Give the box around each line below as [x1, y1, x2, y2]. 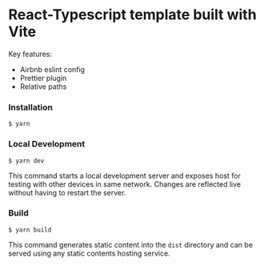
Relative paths [19, 82, 67, 91]
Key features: [8, 49, 52, 58]
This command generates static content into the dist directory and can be [8, 240, 254, 249]
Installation [8, 102, 54, 113]
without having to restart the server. [8, 187, 126, 197]
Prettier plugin [19, 73, 67, 83]
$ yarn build [8, 226, 52, 234]
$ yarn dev [8, 156, 45, 165]
